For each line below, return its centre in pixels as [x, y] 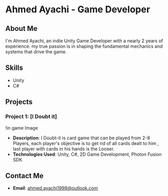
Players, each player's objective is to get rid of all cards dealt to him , [86, 143]
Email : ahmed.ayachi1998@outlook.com [55, 188]
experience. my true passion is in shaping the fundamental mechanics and [84, 46]
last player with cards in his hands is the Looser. [63, 149]
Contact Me [24, 176]
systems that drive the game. [36, 52]
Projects [19, 102]
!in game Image [22, 128]
